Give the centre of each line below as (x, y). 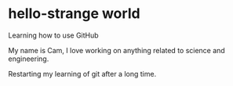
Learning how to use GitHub (54, 35)
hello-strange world (74, 14)
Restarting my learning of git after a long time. (82, 73)
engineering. (29, 59)
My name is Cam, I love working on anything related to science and (116, 50)
